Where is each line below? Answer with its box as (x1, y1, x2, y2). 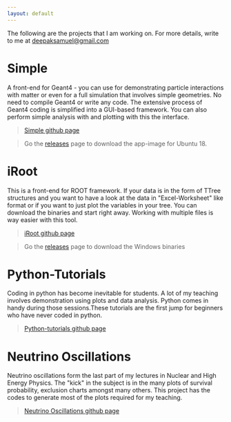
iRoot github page (23, 229, 75, 237)
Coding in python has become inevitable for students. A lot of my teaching (7, 289, 219, 297)
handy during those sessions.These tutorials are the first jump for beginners (7, 304, 223, 312)
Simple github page (23, 125, 80, 134)
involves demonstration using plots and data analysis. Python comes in (7, 297, 209, 305)
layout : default (7, 10, 54, 17)
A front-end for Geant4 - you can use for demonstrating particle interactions (7, 83, 224, 92)
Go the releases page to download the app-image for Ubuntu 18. (23, 139, 208, 148)
